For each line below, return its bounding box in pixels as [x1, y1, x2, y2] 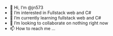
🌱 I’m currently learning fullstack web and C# [9, 15, 102, 20]
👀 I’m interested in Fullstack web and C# [9, 10, 91, 16]
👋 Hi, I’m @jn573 [9, 5, 43, 10]
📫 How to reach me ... [9, 26, 56, 31]
